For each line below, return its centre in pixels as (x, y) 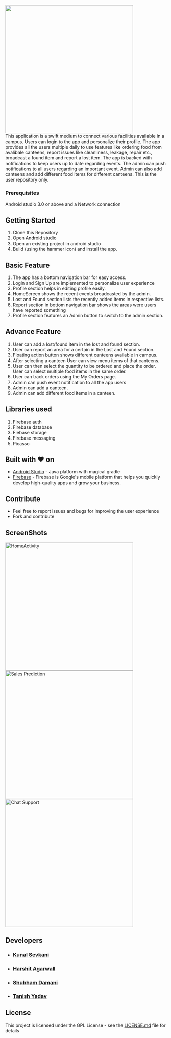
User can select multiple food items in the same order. (69, 371)
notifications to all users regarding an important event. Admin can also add (84, 169)
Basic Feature (28, 265)
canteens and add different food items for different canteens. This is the (81, 174)
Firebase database (32, 427)
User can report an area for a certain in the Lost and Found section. (83, 349)
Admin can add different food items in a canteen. (64, 393)
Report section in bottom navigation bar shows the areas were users (84, 305)
